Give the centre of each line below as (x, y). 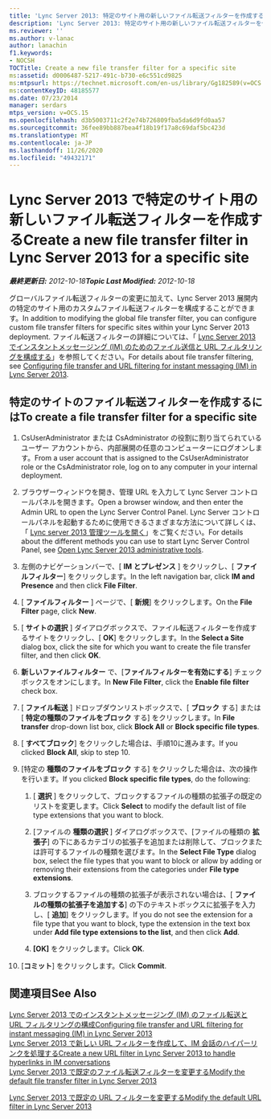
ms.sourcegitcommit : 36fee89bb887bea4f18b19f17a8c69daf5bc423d (117, 128)
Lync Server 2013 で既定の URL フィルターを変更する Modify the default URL (135, 1097)
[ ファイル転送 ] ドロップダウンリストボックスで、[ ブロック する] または (141, 707)
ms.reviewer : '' (36, 31)
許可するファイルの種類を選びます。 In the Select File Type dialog (148, 852)
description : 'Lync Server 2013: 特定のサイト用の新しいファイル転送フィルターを (135, 23)
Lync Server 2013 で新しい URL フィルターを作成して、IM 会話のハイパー (130, 1043)
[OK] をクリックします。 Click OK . (89, 949)
